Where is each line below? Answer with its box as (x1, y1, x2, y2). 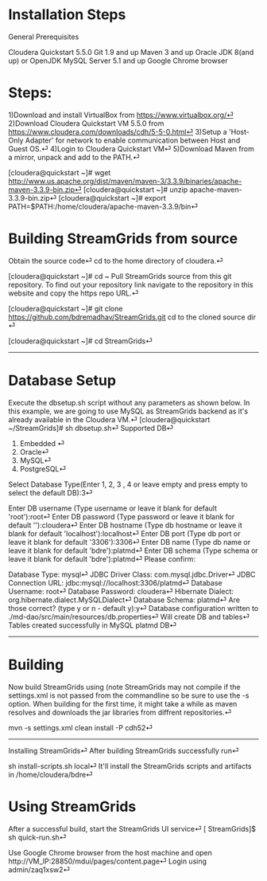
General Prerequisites (8, 32, 79, 41)
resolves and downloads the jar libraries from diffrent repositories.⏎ (8, 707, 232, 717)
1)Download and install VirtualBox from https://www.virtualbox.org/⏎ (8, 110, 234, 119)
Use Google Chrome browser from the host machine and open (8, 848, 213, 857)
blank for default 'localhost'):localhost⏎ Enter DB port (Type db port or (8, 528, 241, 538)
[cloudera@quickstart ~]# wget (8, 167, 111, 177)
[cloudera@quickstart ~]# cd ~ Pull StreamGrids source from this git (8, 271, 232, 280)
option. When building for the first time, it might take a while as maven (8, 699, 238, 708)
